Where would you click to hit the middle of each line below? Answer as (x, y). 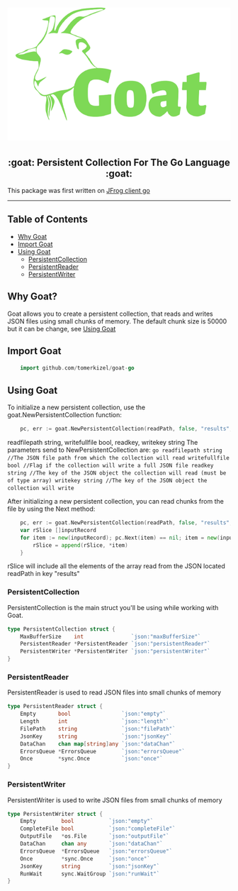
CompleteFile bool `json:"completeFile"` (98, 829)
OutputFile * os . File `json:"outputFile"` (95, 836)
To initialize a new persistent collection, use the (76, 407)
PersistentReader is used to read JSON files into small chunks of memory (114, 692)
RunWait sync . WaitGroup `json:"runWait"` (90, 874)
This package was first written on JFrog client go (79, 190)
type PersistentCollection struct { (61, 629)
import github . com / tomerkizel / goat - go (77, 368)
